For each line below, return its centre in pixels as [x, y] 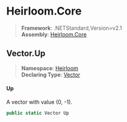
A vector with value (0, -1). [39, 102]
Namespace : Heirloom [50, 68]
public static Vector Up [38, 113]
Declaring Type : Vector [51, 75]
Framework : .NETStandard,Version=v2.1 [71, 28]
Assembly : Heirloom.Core [54, 34]
